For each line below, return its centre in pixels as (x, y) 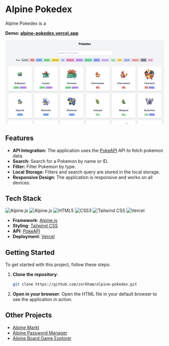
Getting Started (30, 252)
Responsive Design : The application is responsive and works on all (82, 177)
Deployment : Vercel (34, 237)
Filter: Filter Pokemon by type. (44, 166)
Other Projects (29, 315)
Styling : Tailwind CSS (35, 226)
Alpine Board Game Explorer (42, 338)
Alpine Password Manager (40, 333)
